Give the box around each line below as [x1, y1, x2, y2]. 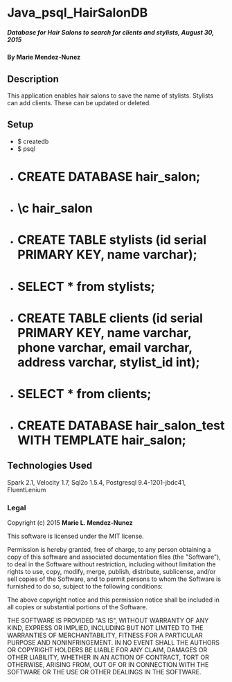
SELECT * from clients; [17, 386, 152, 402]
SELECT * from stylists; [17, 278, 156, 294]
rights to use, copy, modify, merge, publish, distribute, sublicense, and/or [7, 568, 216, 576]
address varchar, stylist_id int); [17, 355, 200, 370]
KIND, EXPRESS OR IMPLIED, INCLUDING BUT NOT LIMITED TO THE [7, 624, 204, 632]
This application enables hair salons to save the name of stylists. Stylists [7, 91, 213, 100]
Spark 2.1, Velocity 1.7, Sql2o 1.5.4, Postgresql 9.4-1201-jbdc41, [7, 478, 186, 486]
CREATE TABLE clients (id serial [17, 310, 203, 326]
